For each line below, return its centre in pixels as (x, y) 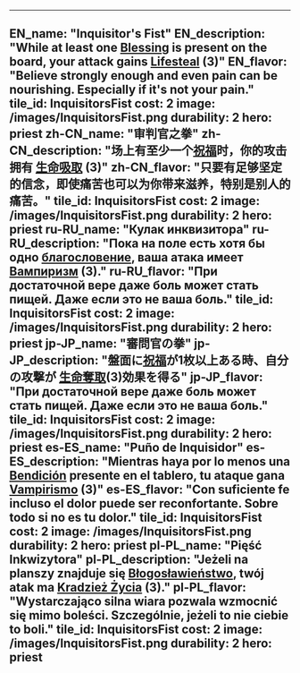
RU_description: (54, 244)
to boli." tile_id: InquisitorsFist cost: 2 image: (136, 630)
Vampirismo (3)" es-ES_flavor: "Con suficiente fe (150, 490)
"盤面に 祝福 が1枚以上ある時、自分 (195, 360)
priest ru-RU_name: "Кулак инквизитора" (129, 230)
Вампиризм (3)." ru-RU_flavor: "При (114, 272)
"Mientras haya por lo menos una (196, 462)
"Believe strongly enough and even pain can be (144, 76)
